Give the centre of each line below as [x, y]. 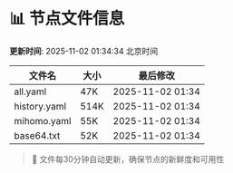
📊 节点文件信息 [67, 19]
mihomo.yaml [43, 120]
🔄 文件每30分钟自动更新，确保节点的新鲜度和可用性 [128, 159]
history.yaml [40, 106]
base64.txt [37, 135]
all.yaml [30, 91]
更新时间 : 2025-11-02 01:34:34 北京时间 [84, 51]
